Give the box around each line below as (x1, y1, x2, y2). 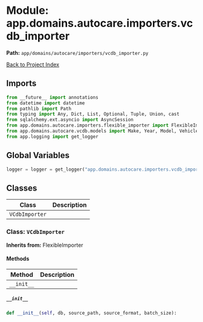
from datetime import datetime (6, 100, 85, 106)
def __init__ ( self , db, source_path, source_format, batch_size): (6, 310, 177, 316)
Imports (6, 78, 37, 89)
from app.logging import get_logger (6, 133, 98, 139)
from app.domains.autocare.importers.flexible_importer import (6, 122, 169, 128)
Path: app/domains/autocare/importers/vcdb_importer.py (6, 49, 149, 56)
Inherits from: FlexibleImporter (6, 241, 83, 248)
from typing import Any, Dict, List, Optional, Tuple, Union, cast (6, 111, 180, 118)
